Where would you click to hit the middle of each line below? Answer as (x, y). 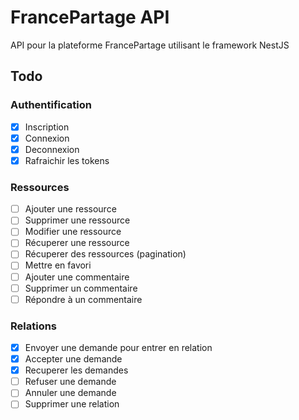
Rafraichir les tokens (67, 160)
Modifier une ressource (73, 232)
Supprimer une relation (72, 404)
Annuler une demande (70, 393)
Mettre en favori (58, 265)
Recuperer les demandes (76, 370)
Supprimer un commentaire (81, 288)
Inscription (47, 127)
